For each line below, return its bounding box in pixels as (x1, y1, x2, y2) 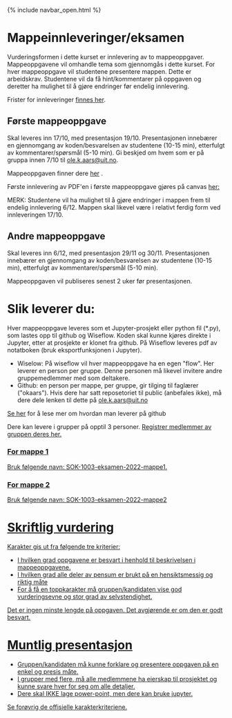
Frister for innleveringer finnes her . (7, 95, 106, 103)
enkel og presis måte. (17, 667, 79, 675)
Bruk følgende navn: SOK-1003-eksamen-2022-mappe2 (7, 496, 167, 504)
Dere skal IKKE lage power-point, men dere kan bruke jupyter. (17, 689, 193, 697)
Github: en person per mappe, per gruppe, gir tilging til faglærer (17, 381, 199, 389)
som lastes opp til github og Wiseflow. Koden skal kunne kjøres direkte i (7, 331, 211, 339)
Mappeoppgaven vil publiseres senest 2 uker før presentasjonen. (7, 277, 193, 285)
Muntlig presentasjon (7, 637, 133, 653)
